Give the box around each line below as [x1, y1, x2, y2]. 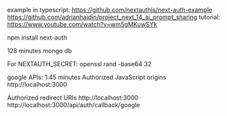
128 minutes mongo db [7, 47, 72, 55]
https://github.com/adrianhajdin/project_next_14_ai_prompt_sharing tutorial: [7, 13, 221, 21]
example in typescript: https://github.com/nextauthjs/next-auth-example [7, 6, 213, 14]
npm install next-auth [7, 33, 67, 42]
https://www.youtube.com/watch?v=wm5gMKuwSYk [7, 20, 158, 28]
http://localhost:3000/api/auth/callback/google [7, 101, 140, 108]
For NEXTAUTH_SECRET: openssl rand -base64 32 [7, 60, 152, 68]
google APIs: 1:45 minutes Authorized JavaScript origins [7, 73, 166, 81]
